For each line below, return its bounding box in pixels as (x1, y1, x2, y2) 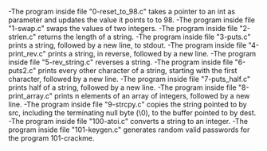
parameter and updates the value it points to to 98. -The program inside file (8, 15, 256, 25)
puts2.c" (8, 66, 37, 75)
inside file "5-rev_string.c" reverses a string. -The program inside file (8, 57, 234, 67)
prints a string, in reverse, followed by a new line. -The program (47, 49, 257, 58)
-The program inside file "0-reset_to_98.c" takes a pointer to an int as (8, 7, 236, 16)
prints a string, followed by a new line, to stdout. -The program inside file (8, 41, 247, 50)
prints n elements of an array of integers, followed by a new (54, 91, 250, 100)
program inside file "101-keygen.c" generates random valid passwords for (8, 125, 250, 134)
